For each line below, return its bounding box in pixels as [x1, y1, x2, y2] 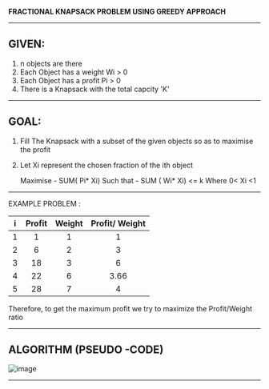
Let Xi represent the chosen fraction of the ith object [19, 160, 194, 170]
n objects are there [19, 58, 82, 68]
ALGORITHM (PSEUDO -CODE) [8, 343, 164, 357]
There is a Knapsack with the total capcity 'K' [19, 84, 170, 94]
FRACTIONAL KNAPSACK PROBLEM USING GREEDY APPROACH [8, 7, 227, 16]
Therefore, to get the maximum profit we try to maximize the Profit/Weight [8, 303, 253, 313]
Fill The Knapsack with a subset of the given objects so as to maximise [19, 136, 254, 146]
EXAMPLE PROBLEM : [8, 199, 82, 208]
